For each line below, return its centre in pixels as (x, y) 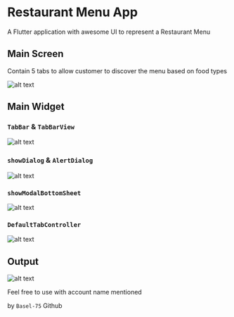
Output (23, 261)
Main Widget (36, 107)
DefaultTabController (44, 225)
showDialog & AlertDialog (50, 161)
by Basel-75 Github (35, 306)
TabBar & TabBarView (41, 127)
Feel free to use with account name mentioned (74, 292)
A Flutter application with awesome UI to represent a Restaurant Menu (109, 32)
